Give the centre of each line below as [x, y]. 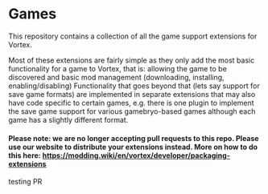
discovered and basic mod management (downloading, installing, [116, 77]
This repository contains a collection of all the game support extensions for [133, 36]
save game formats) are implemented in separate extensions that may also [132, 94]
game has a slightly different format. [68, 119]
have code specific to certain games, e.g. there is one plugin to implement [132, 103]
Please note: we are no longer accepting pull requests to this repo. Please [134, 138]
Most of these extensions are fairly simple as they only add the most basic [132, 60]
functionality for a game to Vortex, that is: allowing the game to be [118, 68]
